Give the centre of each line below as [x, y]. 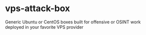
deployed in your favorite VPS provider [44, 27]
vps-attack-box [38, 9]
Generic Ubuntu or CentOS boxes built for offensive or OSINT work [73, 22]
